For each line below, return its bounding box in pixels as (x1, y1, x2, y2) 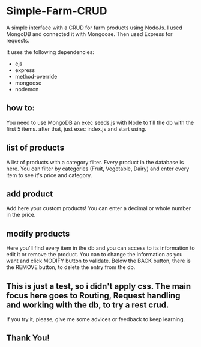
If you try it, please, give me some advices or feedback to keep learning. (6, 316, 185, 322)
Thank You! (6, 333, 50, 343)
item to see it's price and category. (6, 171, 92, 178)
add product (6, 189, 53, 199)
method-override (14, 73, 58, 80)
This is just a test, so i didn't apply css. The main (6, 281, 191, 291)
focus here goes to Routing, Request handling (6, 290, 181, 301)
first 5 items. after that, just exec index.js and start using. (6, 125, 147, 133)
